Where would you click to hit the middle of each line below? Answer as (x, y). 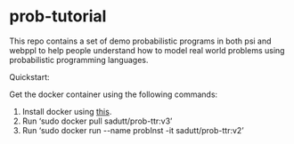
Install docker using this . (67, 111)
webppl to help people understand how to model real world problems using (147, 50)
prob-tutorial (58, 16)
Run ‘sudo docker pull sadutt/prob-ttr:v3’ (97, 121)
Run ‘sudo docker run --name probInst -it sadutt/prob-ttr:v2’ (133, 130)
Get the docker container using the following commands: (114, 94)
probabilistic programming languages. (79, 60)
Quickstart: (30, 76)
